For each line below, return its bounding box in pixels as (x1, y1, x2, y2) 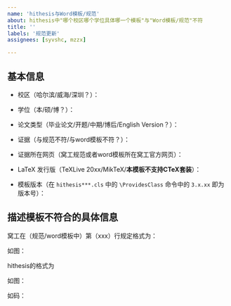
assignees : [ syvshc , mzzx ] (7, 37, 86, 44)
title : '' (7, 23, 37, 30)
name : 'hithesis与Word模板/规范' (7, 10, 100, 18)
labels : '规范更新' (7, 30, 60, 37)
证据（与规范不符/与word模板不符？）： (17, 135, 131, 144)
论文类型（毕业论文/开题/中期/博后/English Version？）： (17, 120, 179, 129)
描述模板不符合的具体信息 (7, 212, 118, 224)
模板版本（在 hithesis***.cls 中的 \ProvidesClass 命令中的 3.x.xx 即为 (17, 180, 225, 189)
